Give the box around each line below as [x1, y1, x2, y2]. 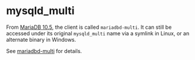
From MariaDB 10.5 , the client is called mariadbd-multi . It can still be [6, 24, 172, 31]
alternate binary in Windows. [6, 36, 76, 43]
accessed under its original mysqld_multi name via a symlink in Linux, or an [6, 29, 190, 36]
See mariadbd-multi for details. [6, 47, 82, 54]
